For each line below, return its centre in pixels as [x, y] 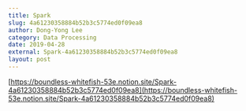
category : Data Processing [52, 37]
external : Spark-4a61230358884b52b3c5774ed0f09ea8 [93, 52]
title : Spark [30, 15]
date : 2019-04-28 [37, 45]
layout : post [30, 60]
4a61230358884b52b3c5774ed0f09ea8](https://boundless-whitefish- [123, 90]
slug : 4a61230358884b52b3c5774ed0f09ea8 [76, 23]
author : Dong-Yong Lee [45, 30]
